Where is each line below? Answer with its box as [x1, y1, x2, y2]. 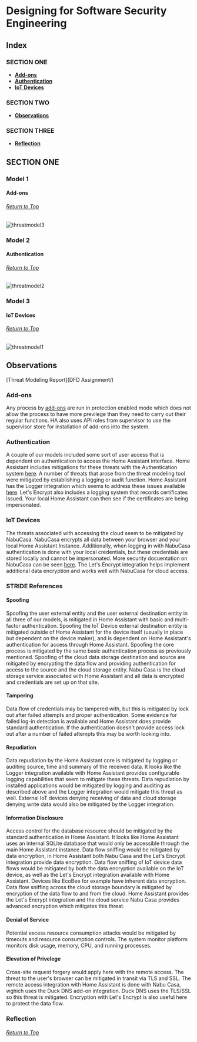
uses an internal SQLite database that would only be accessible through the [6, 840, 189, 847]
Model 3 [6, 297, 31, 305]
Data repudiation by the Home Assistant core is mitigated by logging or [6, 757, 178, 764]
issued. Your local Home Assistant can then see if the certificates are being [6, 495, 188, 502]
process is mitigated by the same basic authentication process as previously [6, 647, 191, 654]
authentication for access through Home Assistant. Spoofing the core [6, 641, 175, 648]
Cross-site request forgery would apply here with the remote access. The [6, 968, 184, 975]
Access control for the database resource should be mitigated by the [6, 827, 173, 834]
